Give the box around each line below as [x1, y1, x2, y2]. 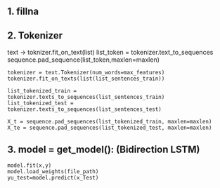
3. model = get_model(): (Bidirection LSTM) [7, 143, 200, 155]
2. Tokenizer [7, 29, 63, 41]
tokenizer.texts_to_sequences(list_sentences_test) [7, 106, 162, 113]
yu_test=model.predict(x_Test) [7, 175, 99, 182]
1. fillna [7, 6, 39, 18]
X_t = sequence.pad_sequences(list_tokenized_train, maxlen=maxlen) [7, 119, 212, 126]
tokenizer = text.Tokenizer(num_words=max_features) [7, 69, 165, 76]
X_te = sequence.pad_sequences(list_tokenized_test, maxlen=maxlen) [7, 124, 212, 132]
